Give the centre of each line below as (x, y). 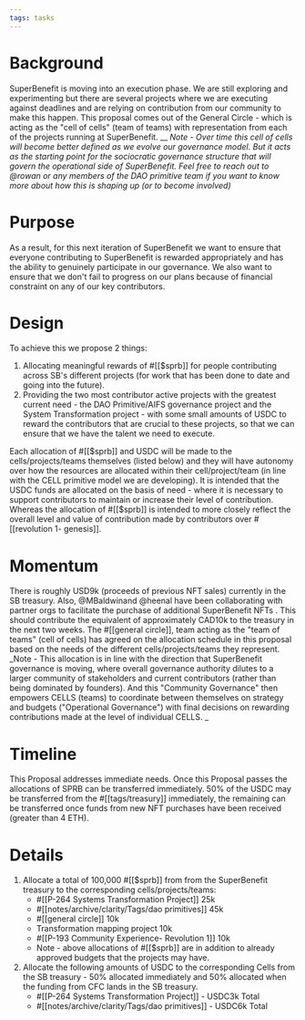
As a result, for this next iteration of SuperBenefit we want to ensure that (145, 247)
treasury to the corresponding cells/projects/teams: (119, 890)
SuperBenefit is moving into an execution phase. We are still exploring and (149, 88)
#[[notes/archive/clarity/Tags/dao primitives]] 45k (130, 910)
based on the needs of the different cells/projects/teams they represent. (145, 650)
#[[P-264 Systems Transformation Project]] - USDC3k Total (148, 996)
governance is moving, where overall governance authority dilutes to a (142, 669)
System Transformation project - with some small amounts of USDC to (154, 414)
